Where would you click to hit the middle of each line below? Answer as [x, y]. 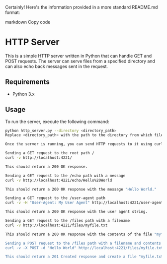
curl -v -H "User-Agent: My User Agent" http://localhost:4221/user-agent [84, 203]
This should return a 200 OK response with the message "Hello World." [81, 189]
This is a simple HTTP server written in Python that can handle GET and [79, 56]
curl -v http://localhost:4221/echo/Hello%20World [59, 180]
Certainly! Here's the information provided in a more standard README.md [82, 7]
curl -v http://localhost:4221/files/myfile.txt [56, 225]
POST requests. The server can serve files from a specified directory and [80, 61]
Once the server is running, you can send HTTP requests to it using [79, 144]
